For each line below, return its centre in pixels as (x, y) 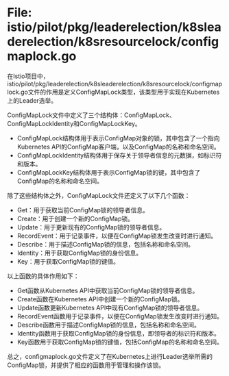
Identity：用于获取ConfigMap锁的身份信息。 (80, 253)
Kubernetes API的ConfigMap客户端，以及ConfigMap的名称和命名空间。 (119, 147)
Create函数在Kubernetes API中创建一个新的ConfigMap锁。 (100, 299)
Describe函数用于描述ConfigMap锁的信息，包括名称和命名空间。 (109, 325)
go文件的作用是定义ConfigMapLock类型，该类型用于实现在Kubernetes (120, 92)
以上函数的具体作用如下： (43, 276)
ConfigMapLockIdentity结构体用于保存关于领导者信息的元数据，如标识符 (119, 155)
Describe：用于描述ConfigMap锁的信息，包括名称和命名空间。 (106, 244)
